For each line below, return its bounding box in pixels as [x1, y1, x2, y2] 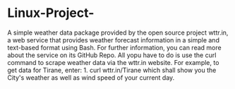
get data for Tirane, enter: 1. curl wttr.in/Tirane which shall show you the [7, 66, 217, 74]
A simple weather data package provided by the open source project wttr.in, [7, 28, 229, 37]
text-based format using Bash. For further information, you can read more [7, 43, 222, 52]
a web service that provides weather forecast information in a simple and [7, 35, 220, 44]
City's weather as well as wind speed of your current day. [7, 73, 175, 82]
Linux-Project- [7, 5, 95, 21]
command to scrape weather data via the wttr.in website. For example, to [7, 58, 219, 66]
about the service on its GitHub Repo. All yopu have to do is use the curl [7, 51, 217, 59]
